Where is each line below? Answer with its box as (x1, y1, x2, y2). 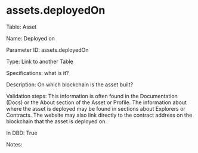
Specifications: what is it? (6, 69, 69, 76)
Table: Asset (6, 23, 37, 30)
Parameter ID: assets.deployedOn (6, 46, 89, 54)
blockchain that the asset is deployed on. (6, 117, 107, 125)
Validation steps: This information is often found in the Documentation (6, 92, 178, 99)
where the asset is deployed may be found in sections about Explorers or (6, 105, 186, 112)
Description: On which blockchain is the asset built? (6, 81, 133, 88)
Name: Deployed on (6, 35, 55, 42)
